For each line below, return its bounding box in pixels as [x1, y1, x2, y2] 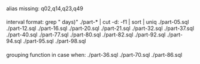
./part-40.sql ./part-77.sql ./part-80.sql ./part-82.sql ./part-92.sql [6, 31, 166, 38]
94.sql [6, 38, 22, 45]
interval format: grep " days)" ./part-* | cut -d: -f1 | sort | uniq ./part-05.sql [6, 19, 189, 26]
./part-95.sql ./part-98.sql [23, 38, 86, 45]
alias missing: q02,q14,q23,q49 [6, 5, 84, 12]
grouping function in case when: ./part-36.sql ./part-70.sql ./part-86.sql [6, 51, 183, 58]
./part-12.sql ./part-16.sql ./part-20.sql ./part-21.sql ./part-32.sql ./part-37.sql [6, 25, 195, 32]
